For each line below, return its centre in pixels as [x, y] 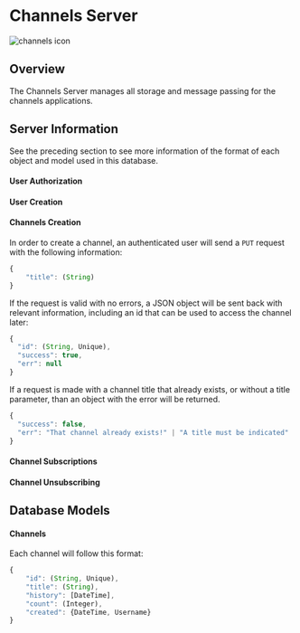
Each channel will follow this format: [76, 553]
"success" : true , [50, 355]
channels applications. [51, 100]
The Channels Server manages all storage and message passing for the [143, 90]
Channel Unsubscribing [55, 482]
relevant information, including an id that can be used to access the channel [150, 312]
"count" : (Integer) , [64, 604]
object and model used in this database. [84, 160]
